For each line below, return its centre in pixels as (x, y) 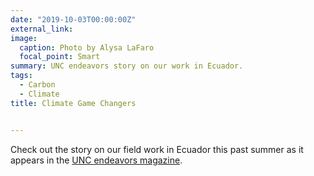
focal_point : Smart (60, 57)
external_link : (42, 29)
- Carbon (37, 85)
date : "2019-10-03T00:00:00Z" (73, 19)
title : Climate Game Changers (73, 103)
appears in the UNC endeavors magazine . (96, 160)
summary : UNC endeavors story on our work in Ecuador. (127, 66)
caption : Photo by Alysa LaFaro (87, 47)
